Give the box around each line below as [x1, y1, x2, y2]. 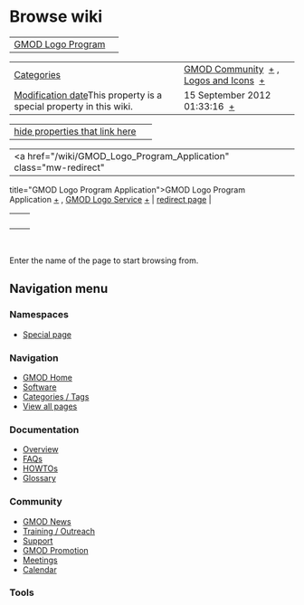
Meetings [22, 554, 58, 565]
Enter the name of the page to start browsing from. [9, 255, 199, 266]
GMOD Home [22, 372, 72, 383]
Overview [22, 444, 59, 455]
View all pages [22, 401, 78, 411]
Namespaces [9, 308, 70, 321]
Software [22, 382, 57, 392]
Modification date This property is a [14, 89, 163, 101]
